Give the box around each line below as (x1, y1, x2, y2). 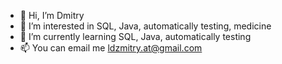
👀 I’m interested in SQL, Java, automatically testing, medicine (19, 20, 272, 32)
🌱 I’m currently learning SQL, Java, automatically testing (19, 31, 252, 42)
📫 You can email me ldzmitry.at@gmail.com (19, 42, 203, 54)
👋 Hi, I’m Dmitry (19, 10, 85, 21)
